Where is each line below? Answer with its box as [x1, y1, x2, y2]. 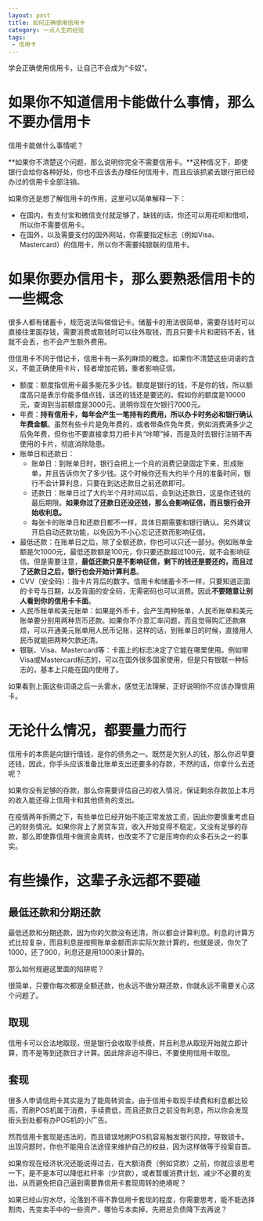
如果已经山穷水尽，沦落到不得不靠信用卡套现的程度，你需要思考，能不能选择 [8, 1194, 255, 1204]
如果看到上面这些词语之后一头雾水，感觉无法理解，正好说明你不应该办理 [8, 682, 241, 691]
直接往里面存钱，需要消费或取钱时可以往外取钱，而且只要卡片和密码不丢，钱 [8, 327, 255, 336]
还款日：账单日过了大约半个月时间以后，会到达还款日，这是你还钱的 [31, 488, 251, 497]
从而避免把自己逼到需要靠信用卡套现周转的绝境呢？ [21, 1178, 186, 1187]
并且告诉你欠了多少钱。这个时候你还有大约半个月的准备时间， [45, 469, 244, 477]
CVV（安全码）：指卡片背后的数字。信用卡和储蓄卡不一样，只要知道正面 [19, 576, 250, 586]
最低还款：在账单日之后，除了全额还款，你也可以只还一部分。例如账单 [19, 537, 247, 547]
